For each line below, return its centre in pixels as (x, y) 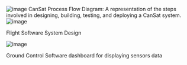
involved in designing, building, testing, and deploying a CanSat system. (94, 15)
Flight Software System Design (44, 33)
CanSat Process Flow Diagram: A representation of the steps (102, 9)
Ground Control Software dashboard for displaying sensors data (84, 55)
